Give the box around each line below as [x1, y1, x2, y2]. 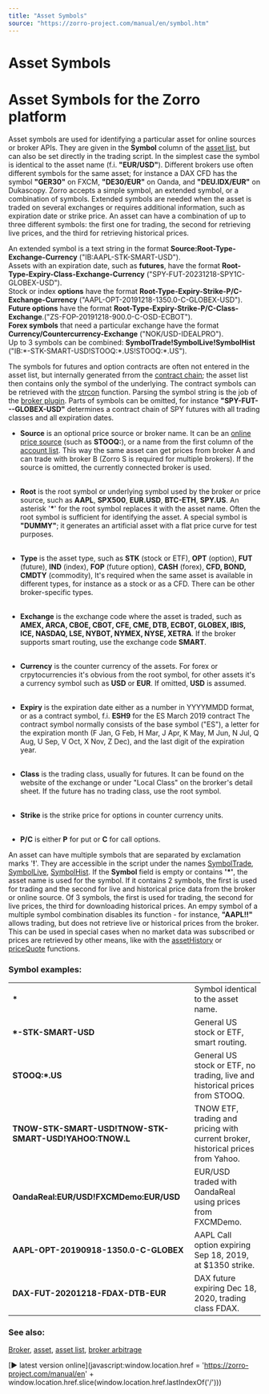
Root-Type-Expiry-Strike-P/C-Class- [113, 303, 239, 313]
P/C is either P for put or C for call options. [19, 834, 161, 844]
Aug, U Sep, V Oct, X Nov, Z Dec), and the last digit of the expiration [19, 736, 245, 746]
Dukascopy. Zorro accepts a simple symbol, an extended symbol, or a [8, 185, 239, 195]
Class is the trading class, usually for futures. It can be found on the [19, 768, 244, 779]
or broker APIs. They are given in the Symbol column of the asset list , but [8, 142, 251, 153]
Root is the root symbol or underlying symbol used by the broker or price [19, 487, 261, 496]
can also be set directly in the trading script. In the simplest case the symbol [8, 151, 260, 161]
